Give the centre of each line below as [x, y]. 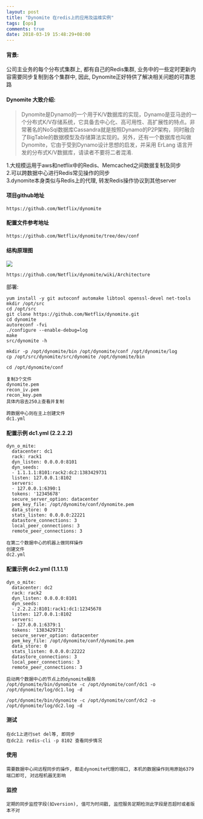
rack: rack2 [27, 593]
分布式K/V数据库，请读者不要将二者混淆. [82, 152]
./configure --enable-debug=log [47, 331]
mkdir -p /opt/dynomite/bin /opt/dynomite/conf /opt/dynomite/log [92, 352]
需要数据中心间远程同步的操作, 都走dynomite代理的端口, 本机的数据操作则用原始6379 [100, 769]
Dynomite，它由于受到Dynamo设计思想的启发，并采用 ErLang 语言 [104, 145]
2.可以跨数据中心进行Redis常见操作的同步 [58, 173]
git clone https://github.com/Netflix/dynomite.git [73, 314]
